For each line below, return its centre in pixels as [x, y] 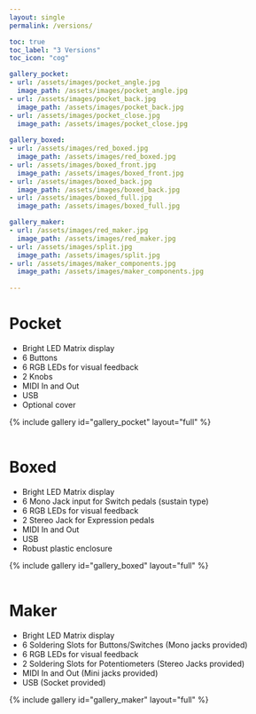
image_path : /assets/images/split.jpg [89, 255]
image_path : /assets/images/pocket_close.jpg [103, 124]
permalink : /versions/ [51, 26]
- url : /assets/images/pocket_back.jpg [83, 98]
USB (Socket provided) [64, 682]
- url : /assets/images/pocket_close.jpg [85, 115]
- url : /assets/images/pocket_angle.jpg [85, 82]
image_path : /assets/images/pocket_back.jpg [101, 107]
